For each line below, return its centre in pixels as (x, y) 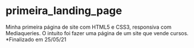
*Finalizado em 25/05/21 (36, 39)
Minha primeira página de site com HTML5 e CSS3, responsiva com (89, 27)
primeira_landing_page (64, 11)
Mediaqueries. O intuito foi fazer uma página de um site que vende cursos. (97, 33)
